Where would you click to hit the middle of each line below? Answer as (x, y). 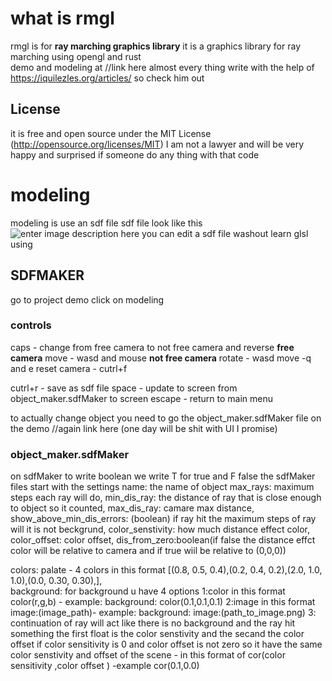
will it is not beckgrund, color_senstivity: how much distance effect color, (160, 529)
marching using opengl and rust (76, 56)
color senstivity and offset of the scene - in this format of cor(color (148, 655)
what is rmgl (62, 18)
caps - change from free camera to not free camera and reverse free (152, 347)
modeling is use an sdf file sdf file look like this (106, 223)
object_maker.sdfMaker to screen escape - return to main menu (141, 398)
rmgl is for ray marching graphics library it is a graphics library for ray (156, 46)
